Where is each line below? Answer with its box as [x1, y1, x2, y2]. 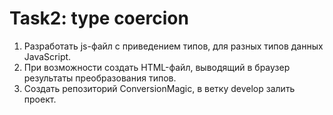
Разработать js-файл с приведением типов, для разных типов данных [23, 40, 324, 52]
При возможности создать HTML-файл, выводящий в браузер [23, 61, 291, 73]
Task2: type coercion [9, 7, 189, 30]
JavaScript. [23, 50, 72, 62]
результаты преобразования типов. [23, 72, 177, 84]
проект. [23, 93, 57, 105]
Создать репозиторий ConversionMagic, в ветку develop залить [23, 82, 296, 94]
